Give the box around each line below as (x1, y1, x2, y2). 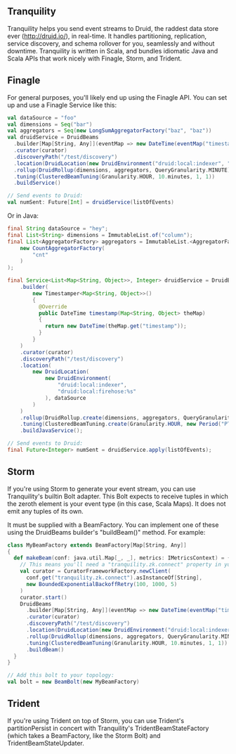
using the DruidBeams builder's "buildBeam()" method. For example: (7, 528, 206, 536)
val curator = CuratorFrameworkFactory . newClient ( (20, 568, 171, 575)
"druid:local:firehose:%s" (57, 388, 137, 395)
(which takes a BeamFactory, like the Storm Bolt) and (7, 731, 161, 740)
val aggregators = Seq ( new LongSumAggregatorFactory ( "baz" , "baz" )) (7, 127, 212, 134)
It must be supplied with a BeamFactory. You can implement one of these (7, 520, 219, 529)
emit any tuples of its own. (7, 507, 84, 515)
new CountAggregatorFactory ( (20, 245, 105, 252)
